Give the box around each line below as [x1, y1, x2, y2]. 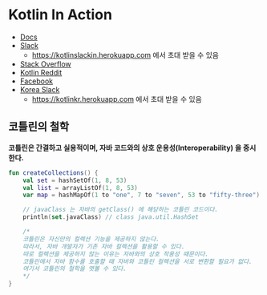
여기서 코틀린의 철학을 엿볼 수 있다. [22, 265, 127, 273]
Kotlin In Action [8, 6, 112, 24]
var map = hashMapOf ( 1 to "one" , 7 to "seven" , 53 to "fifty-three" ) [22, 191, 261, 200]
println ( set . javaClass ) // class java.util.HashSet [22, 213, 199, 221]
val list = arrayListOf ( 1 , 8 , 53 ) [22, 184, 138, 192]
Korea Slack [19, 84, 60, 94]
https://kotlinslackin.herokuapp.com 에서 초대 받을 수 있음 [31, 50, 219, 59]
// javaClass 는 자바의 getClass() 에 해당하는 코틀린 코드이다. [22, 206, 219, 214]
